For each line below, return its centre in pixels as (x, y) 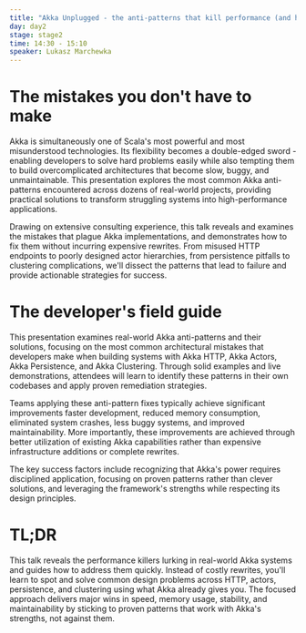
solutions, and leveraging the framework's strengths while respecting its (145, 489)
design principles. (43, 498)
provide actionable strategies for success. (88, 275)
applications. (33, 209)
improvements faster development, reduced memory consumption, (135, 413)
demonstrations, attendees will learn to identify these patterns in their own (149, 376)
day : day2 (28, 26)
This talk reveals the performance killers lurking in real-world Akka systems (151, 560)
